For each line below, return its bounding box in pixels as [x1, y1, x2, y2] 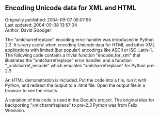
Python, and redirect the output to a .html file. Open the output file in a [5, 82, 145, 88]
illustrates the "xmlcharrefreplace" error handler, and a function [5, 57, 132, 63]
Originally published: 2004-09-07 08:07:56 [5, 17, 91, 22]
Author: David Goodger [5, 27, 51, 33]
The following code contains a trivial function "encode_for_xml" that [5, 52, 141, 58]
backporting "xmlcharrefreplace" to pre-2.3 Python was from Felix [5, 102, 138, 108]
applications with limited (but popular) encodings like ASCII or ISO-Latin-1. [5, 47, 154, 53]
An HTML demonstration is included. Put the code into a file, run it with [5, 77, 146, 83]
